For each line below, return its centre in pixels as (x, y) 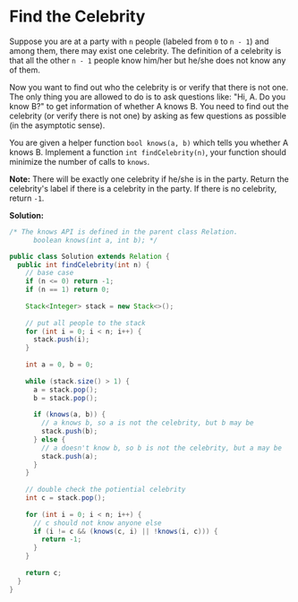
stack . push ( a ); (70, 456)
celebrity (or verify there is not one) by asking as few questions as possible (148, 116)
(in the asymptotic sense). (57, 125)
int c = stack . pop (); (65, 498)
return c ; (44, 572)
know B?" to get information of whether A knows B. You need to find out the (149, 106)
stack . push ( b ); (70, 432)
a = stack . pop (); (65, 390)
